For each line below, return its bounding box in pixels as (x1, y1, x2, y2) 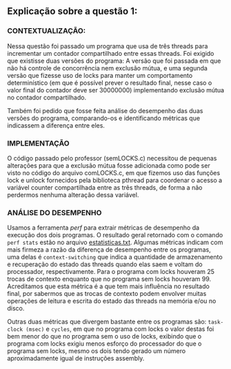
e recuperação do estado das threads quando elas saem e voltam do (7, 260, 203, 268)
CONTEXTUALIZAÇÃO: (7, 26, 86, 36)
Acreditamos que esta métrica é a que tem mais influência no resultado (7, 282, 210, 290)
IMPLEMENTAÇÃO (7, 138, 70, 148)
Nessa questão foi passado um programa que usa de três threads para (7, 41, 208, 50)
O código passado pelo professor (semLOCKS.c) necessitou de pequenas (7, 154, 217, 162)
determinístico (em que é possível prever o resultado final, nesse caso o (7, 79, 212, 87)
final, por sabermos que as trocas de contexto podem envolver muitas (7, 290, 207, 298)
